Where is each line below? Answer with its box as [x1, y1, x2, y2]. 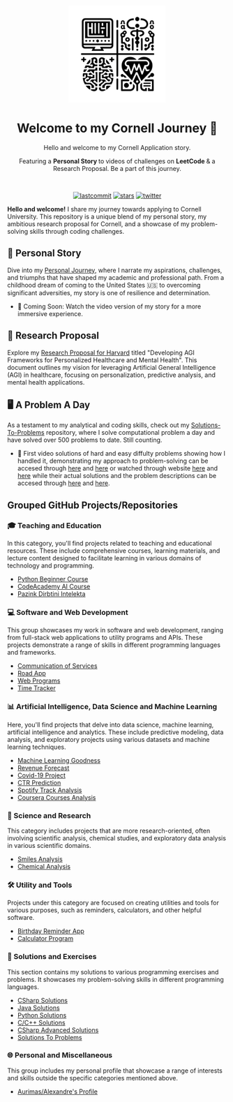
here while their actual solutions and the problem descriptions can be [17, 472, 217, 480]
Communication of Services [17, 662, 98, 670]
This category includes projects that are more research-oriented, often [7, 826, 211, 835]
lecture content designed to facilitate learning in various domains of [7, 554, 202, 563]
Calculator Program [17, 935, 74, 943]
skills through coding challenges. [29, 227, 124, 235]
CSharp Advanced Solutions [17, 1025, 99, 1034]
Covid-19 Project [17, 770, 66, 780]
